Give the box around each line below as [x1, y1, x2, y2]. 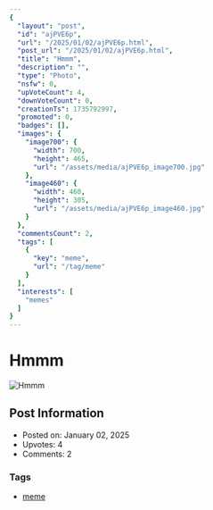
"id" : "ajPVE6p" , [17, 29, 82, 38]
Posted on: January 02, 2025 [21, 430, 130, 440]
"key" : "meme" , [32, 254, 90, 263]
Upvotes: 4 [21, 439, 63, 449]
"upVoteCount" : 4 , [17, 88, 86, 96]
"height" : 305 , [32, 196, 90, 205]
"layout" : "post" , [17, 21, 86, 30]
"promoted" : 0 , [17, 113, 74, 121]
